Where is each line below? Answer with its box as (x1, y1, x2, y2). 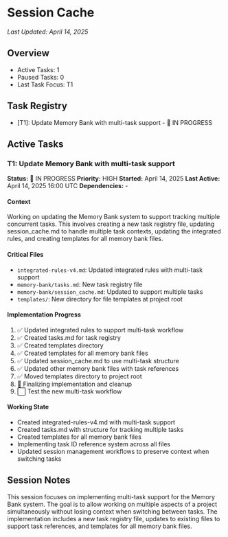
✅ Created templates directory (16, 341, 104, 350)
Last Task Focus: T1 (16, 80, 73, 89)
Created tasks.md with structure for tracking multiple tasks (16, 426, 184, 434)
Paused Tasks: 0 (16, 73, 65, 81)
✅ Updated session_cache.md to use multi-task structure (16, 356, 180, 365)
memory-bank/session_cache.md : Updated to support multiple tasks (16, 287, 203, 296)
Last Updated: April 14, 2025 (7, 27, 89, 36)
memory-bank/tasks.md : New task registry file (16, 280, 143, 288)
